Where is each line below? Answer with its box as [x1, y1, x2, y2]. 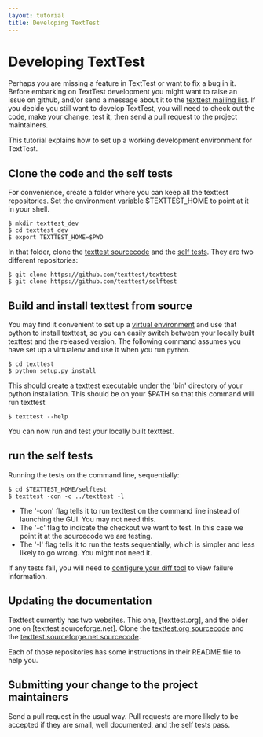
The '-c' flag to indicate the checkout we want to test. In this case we [19, 522, 243, 532]
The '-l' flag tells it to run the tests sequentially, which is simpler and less [19, 540, 255, 549]
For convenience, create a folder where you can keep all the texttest [8, 188, 229, 197]
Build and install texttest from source [8, 299, 192, 312]
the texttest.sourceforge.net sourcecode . [8, 632, 141, 641]
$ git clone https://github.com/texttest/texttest [8, 271, 177, 279]
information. [8, 571, 48, 580]
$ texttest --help [8, 413, 68, 421]
